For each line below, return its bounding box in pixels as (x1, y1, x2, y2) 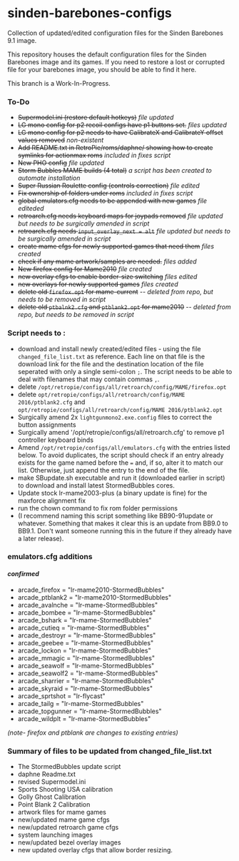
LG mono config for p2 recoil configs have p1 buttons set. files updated (17, 121, 227, 129)
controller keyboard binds (17, 435, 94, 444)
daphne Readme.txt (17, 770, 76, 778)
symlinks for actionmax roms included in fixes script (17, 151, 171, 160)
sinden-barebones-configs (7, 5, 173, 21)
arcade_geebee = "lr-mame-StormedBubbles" (17, 638, 154, 647)
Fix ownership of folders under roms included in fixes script (17, 189, 193, 198)
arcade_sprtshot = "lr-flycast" (17, 691, 106, 700)
